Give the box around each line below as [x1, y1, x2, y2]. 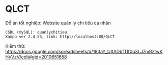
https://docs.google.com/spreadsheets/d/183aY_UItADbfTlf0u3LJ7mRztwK [5, 48, 163, 54]
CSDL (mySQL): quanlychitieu [5, 29, 67, 35]
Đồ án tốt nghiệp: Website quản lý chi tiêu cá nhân [5, 20, 111, 26]
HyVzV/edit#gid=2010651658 [5, 54, 67, 60]
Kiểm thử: [5, 43, 25, 49]
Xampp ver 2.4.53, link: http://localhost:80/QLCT [5, 34, 115, 39]
